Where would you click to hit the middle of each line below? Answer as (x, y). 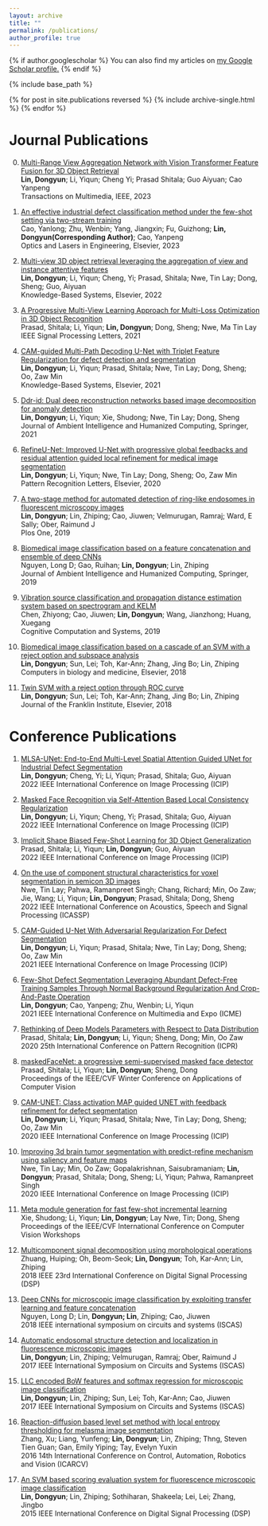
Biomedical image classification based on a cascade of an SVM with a (135, 647)
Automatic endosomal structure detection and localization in (119, 1340)
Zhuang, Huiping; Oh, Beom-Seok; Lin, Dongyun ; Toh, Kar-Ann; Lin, (132, 1258)
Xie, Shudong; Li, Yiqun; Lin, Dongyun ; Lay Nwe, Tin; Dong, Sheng (130, 1218)
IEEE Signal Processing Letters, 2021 (81, 336)
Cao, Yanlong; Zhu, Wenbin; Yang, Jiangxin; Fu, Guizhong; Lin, (123, 229)
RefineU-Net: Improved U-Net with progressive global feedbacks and (134, 450)
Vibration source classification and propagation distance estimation (131, 597)
